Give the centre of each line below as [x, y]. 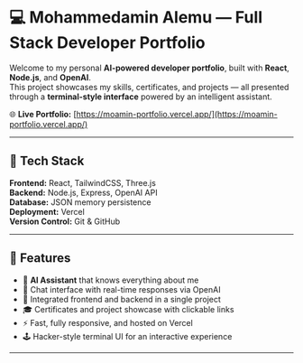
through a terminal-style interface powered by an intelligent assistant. [141, 97]
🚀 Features [40, 258]
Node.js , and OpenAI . [50, 77]
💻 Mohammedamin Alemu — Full [136, 18]
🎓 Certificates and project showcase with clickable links [128, 309]
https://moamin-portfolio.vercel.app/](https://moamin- [177, 114]
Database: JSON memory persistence [80, 202]
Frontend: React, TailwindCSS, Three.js [83, 182]
